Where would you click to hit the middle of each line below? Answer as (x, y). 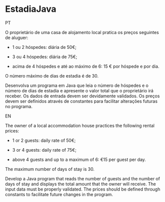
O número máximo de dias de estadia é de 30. (52, 76)
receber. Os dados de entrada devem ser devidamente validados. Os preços (82, 96)
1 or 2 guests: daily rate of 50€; (44, 140)
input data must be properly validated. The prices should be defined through (83, 189)
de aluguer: (17, 38)
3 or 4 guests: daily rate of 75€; (44, 150)
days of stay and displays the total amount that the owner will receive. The (81, 184)
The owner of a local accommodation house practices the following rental (80, 125)
